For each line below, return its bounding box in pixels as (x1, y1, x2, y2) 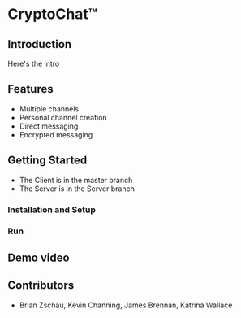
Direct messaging (19, 121, 79, 131)
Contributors (7, 278, 75, 293)
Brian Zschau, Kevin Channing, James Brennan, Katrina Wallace (19, 300, 233, 310)
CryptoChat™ (7, 5, 98, 24)
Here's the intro (7, 59, 60, 68)
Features (7, 82, 54, 96)
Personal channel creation (19, 112, 107, 122)
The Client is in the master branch (19, 175, 133, 185)
